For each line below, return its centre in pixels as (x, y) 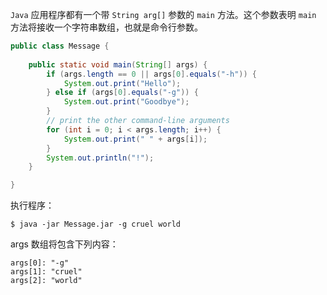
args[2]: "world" (46, 281)
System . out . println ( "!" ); (100, 158)
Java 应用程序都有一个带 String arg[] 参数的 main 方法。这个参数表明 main (163, 14)
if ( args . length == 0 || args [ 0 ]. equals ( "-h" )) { (151, 74)
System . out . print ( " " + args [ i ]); (135, 139)
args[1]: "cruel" (46, 272)
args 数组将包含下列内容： (64, 244)
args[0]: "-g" (40, 263)
